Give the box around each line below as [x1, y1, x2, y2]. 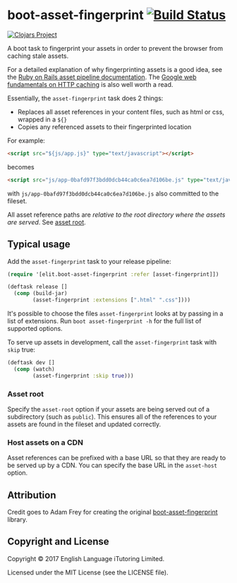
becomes [7, 162, 35, 171]
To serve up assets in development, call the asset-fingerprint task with [7, 338, 217, 346]
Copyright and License [7, 536, 109, 548]
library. [7, 515, 28, 524]
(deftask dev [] [7, 359, 55, 366]
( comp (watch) [13, 366, 55, 373]
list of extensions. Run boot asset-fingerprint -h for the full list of [7, 317, 202, 325]
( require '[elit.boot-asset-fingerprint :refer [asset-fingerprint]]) [7, 270, 219, 278]
